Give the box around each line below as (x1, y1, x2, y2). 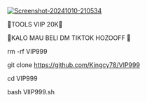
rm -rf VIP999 (7, 48, 48, 55)
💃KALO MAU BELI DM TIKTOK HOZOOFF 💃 (7, 34, 132, 42)
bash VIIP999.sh (7, 88, 55, 96)
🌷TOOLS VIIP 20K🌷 (7, 20, 63, 28)
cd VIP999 (7, 74, 38, 82)
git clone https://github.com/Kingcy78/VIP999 (7, 61, 140, 69)
